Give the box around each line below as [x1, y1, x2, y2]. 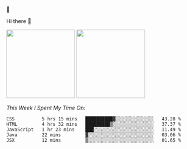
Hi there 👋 [6, 18, 32, 24]
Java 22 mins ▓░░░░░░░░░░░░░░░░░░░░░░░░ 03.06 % [6, 132, 182, 138]
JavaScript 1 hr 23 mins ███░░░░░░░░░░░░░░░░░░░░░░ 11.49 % [6, 126, 182, 133]
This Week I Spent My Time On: [6, 104, 86, 111]
